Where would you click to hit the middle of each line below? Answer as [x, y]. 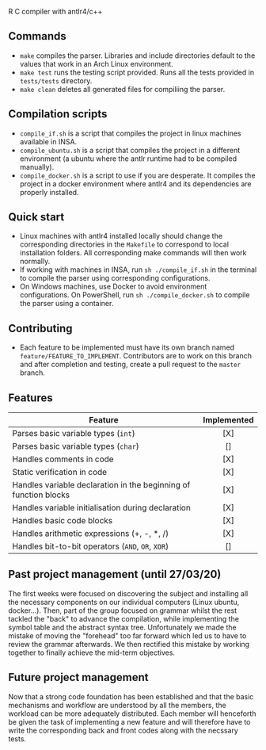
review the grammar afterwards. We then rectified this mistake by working [129, 644]
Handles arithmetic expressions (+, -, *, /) [91, 534]
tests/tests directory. [56, 80]
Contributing [40, 328]
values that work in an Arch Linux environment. [97, 63]
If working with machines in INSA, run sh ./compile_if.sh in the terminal [138, 270]
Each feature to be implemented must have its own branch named [127, 347]
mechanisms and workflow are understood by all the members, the [118, 705]
